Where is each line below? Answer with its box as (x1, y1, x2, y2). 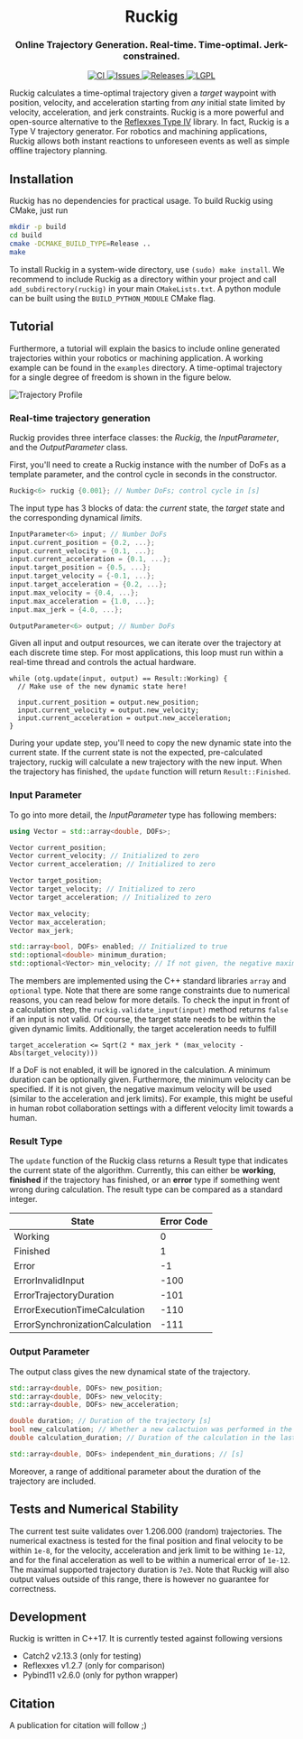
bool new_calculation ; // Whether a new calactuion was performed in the (9, 1425, 293, 1434)
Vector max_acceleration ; (9, 918, 106, 927)
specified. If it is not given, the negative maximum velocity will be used (9, 1084, 272, 1095)
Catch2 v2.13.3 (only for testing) (22, 1651, 142, 1661)
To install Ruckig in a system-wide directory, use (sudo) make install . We (9, 264, 286, 274)
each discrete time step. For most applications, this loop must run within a (9, 647, 284, 658)
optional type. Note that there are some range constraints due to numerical (9, 985, 290, 996)
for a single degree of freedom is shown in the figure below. (9, 372, 232, 383)
